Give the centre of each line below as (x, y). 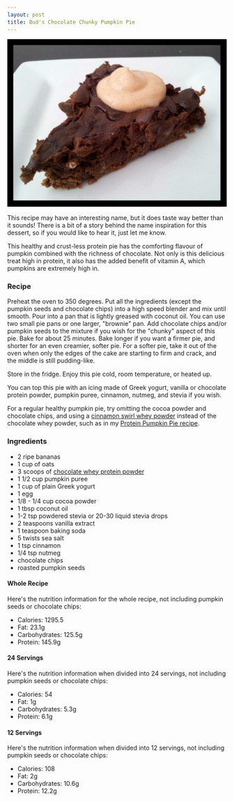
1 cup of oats (36, 464)
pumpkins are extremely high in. (53, 268)
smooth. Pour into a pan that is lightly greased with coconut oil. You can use (116, 316)
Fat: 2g (28, 776)
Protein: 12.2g (37, 791)
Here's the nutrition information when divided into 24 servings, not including (117, 673)
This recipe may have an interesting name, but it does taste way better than (116, 218)
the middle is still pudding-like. (51, 361)
